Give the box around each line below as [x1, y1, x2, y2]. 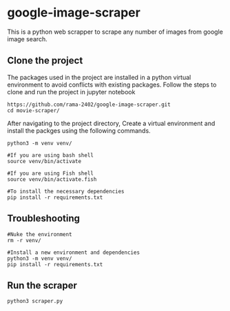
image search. [7, 34, 48, 43]
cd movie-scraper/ [7, 107, 60, 114]
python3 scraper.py [7, 298, 63, 305]
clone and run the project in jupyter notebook [7, 87, 136, 96]
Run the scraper [7, 279, 78, 291]
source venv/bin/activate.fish [7, 175, 97, 183]
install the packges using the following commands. [7, 126, 151, 135]
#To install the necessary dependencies [7, 188, 125, 195]
